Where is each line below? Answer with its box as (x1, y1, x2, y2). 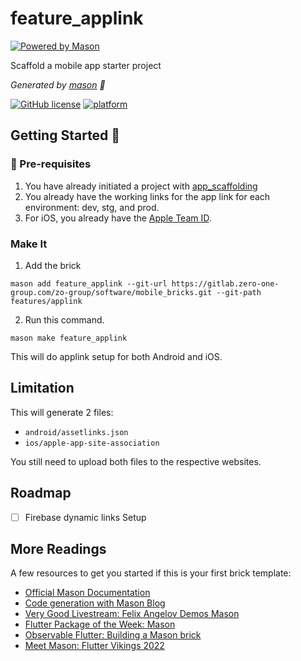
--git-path (216, 287, 262, 297)
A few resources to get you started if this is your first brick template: (10, 567, 292, 579)
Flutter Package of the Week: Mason (24, 618, 176, 631)
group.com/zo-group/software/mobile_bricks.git (10, 287, 213, 297)
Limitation (10, 380, 75, 397)
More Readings (10, 541, 107, 557)
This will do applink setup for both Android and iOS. (10, 350, 223, 362)
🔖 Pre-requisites (10, 157, 92, 171)
